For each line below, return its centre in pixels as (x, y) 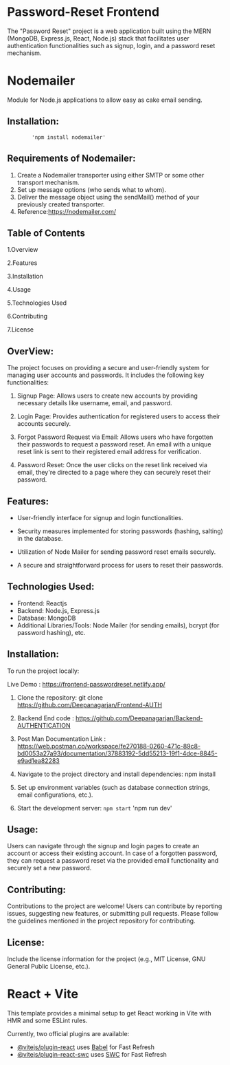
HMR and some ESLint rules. (47, 1020)
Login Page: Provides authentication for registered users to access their (119, 416)
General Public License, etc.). (49, 966)
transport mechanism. (48, 182)
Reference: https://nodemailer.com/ (67, 211)
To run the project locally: (43, 671)
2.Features (22, 263)
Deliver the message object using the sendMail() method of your (108, 197)
